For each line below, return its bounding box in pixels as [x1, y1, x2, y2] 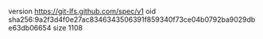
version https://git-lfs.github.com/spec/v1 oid [8, 7, 157, 16]
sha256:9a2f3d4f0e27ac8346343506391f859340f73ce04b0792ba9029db [8, 15, 256, 24]
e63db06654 [8, 23, 52, 32]
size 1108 [52, 23, 83, 32]
